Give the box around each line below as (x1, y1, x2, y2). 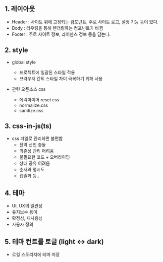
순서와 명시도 (19, 167, 45, 173)
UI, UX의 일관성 (11, 203, 43, 209)
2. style (4, 46, 28, 55)
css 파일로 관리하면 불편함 (11, 135, 63, 141)
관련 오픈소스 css (11, 86, 46, 92)
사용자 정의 (11, 221, 34, 227)
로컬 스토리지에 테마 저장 (11, 252, 60, 258)
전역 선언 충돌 (19, 142, 46, 148)
